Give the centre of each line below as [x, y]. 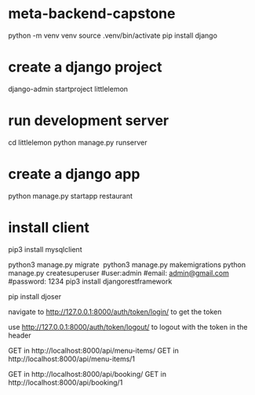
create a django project [85, 67]
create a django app [74, 174]
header [20, 335]
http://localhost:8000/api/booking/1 [66, 382]
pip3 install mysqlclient [45, 249]
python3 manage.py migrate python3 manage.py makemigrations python [127, 265]
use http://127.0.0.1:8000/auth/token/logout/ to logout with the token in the [128, 327]
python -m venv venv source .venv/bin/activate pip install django [113, 35]
